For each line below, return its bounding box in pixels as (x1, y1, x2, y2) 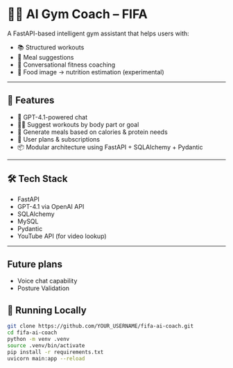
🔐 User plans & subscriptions (17, 135, 101, 143)
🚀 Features (7, 94, 55, 106)
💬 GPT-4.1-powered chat (17, 112, 88, 121)
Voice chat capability (17, 277, 78, 285)
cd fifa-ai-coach (7, 329, 58, 336)
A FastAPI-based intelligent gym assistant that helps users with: (7, 29, 189, 37)
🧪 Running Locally (7, 304, 87, 316)
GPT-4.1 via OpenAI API (17, 202, 85, 210)
